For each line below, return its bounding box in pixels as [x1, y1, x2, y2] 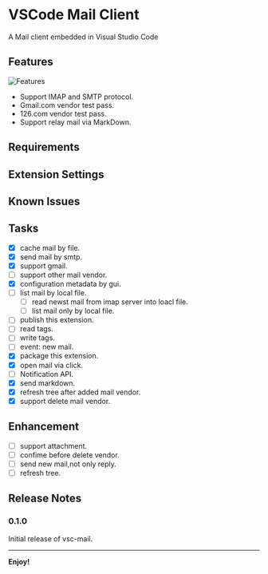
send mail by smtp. [19, 251, 82, 261]
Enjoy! [8, 556, 30, 566]
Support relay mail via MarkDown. [19, 117, 132, 127]
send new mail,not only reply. [19, 459, 117, 469]
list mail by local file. [19, 288, 87, 298]
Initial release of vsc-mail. [8, 533, 93, 544]
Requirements [8, 141, 80, 154]
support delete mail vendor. [19, 396, 111, 406]
